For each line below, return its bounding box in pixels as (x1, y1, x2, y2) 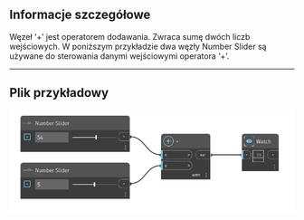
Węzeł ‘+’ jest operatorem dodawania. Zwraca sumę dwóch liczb (9, 31, 251, 42)
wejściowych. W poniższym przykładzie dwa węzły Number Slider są (9, 41, 267, 52)
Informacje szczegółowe (9, 7, 151, 23)
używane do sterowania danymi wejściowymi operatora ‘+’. (9, 50, 230, 62)
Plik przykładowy (9, 85, 109, 100)
